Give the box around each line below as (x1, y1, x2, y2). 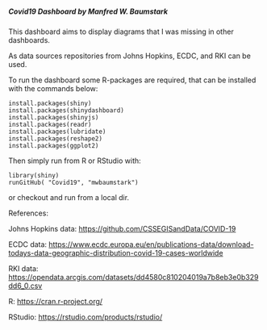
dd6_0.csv (8, 281, 43, 290)
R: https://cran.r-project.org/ (8, 296, 103, 306)
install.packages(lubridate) (8, 127, 106, 136)
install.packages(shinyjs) (8, 113, 99, 121)
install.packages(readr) (8, 120, 92, 128)
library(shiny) (8, 171, 60, 179)
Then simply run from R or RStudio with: (8, 156, 141, 165)
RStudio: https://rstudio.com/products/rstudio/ (8, 311, 163, 322)
